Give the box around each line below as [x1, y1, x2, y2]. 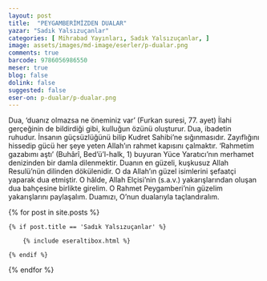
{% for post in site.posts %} [8, 207, 100, 217]
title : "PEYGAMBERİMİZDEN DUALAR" [8, 19, 127, 27]
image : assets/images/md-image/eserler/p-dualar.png [8, 42, 188, 50]
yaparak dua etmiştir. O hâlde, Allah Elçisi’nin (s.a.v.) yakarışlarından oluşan [8, 175, 257, 185]
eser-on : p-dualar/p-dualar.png [8, 94, 116, 102]
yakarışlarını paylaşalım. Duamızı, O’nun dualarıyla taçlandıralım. [8, 192, 220, 202]
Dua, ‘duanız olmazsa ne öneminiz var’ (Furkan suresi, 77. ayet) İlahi [8, 115, 233, 125]
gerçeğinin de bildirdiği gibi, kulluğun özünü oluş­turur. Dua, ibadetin [8, 124, 232, 134]
